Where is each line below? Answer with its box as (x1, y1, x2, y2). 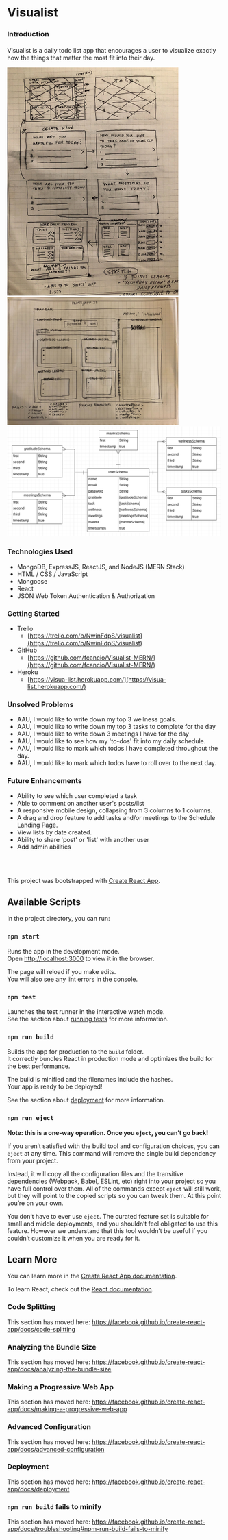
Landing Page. (16, 821, 58, 829)
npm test (7, 993, 36, 1001)
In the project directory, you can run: (7, 915, 110, 923)
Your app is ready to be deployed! (7, 1082, 103, 1091)
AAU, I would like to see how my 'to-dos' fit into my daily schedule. (16, 737, 206, 745)
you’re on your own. (7, 1199, 64, 1207)
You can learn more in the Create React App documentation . (7, 1272, 177, 1280)
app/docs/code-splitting (7, 1325, 76, 1333)
